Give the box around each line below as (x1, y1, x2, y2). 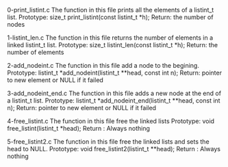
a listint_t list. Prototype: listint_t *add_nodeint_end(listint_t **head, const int (7, 97, 220, 105)
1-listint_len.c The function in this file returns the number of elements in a (7, 34, 214, 42)
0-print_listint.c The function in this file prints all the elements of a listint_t (7, 6, 214, 14)
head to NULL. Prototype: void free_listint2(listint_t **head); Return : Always (7, 145, 221, 153)
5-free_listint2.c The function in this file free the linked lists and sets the (7, 138, 210, 146)
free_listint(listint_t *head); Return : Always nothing (7, 125, 151, 132)
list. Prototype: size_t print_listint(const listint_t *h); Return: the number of (7, 13, 214, 21)
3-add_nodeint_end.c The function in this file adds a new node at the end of (7, 89, 221, 97)
